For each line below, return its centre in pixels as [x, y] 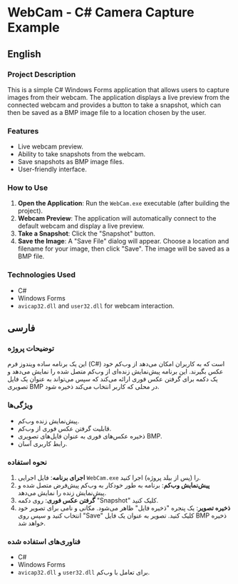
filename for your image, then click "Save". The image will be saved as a [124, 249]
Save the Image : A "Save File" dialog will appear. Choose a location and [123, 241]
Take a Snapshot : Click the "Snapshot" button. [86, 233]
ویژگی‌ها [20, 406]
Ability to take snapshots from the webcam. [82, 154]
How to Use [28, 188]
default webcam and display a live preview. [81, 226]
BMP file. [31, 256]
